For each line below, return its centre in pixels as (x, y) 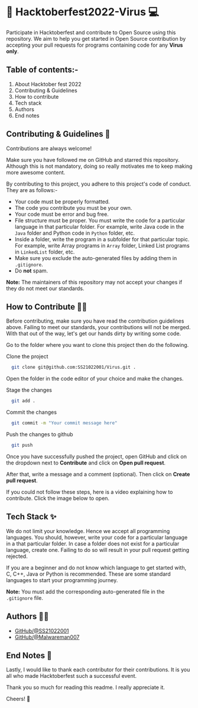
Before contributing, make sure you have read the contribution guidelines (95, 321)
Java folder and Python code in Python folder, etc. (74, 233)
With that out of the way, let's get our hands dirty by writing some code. (94, 334)
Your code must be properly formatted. (62, 202)
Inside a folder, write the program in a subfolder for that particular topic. (102, 239)
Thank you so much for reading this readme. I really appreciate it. (86, 687)
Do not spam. (31, 271)
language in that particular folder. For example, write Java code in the (99, 226)
